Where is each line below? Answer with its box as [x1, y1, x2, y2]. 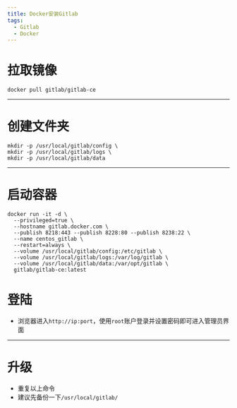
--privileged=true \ [13, 217, 74, 224]
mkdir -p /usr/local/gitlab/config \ [7, 143, 119, 150]
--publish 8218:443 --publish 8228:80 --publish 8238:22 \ [13, 229, 191, 236]
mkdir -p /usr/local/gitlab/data [7, 155, 106, 162]
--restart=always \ [13, 241, 71, 249]
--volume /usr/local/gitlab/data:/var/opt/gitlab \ [13, 260, 169, 268]
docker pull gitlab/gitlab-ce [7, 86, 97, 94]
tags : [7, 17, 23, 24]
